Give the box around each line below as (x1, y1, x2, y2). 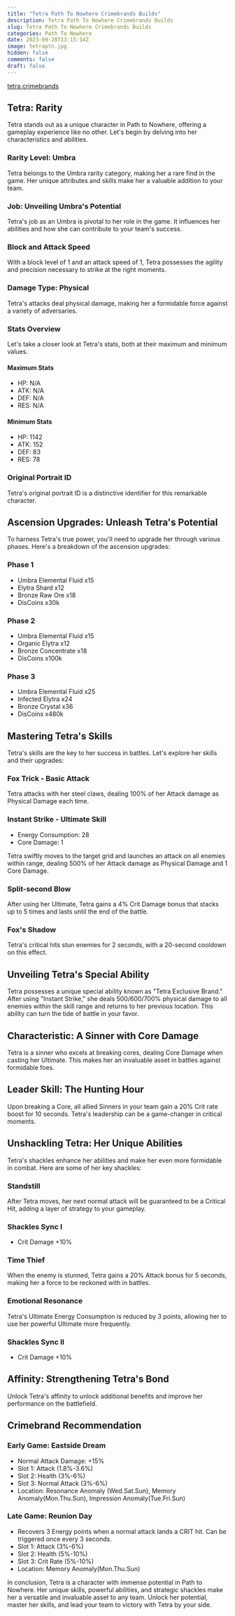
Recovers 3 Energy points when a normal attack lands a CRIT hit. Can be (17, 1527, 227, 1535)
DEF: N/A (17, 394, 44, 402)
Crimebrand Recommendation (7, 1420, 142, 1432)
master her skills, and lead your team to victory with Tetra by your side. (7, 1600, 212, 1609)
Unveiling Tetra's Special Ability (7, 968, 150, 980)
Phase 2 (7, 616, 36, 625)
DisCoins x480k (17, 709, 64, 719)
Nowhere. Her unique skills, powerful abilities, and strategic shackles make (7, 1585, 224, 1594)
